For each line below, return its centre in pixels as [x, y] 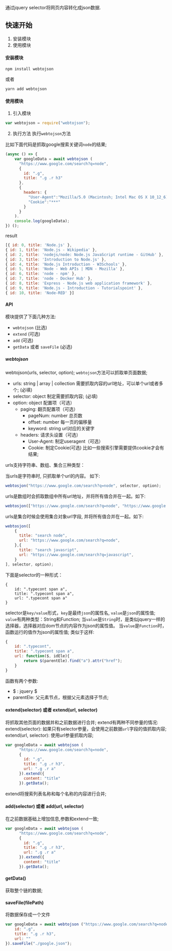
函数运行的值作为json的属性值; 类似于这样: [50, 632]
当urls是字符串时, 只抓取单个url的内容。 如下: [53, 476]
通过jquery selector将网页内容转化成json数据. [53, 7]
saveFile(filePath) [25, 902]
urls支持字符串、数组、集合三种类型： [45, 465]
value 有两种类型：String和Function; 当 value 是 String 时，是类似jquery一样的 [85, 619]
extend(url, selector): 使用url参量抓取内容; [49, 735]
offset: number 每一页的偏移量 [60, 422]
